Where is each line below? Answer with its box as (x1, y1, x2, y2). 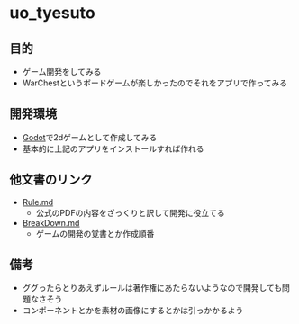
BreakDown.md (22, 217, 80, 228)
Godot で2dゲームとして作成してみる (22, 131, 158, 142)
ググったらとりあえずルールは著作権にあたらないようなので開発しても (22, 283, 283, 293)
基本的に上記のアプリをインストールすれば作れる (22, 143, 204, 154)
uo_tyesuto (9, 3, 96, 23)
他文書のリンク (9, 172, 93, 187)
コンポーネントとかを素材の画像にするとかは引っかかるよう (22, 305, 244, 316)
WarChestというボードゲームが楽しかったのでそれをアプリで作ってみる (22, 77, 288, 88)
